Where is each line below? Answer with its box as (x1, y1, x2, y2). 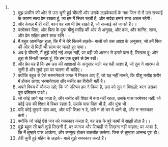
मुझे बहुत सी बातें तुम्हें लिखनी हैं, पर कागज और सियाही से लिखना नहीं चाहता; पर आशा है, (17, 124, 158, 130)
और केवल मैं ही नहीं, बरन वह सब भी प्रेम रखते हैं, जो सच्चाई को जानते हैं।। (17, 21, 137, 27)
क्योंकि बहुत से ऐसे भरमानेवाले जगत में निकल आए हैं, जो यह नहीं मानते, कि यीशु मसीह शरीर (17, 72, 161, 78)
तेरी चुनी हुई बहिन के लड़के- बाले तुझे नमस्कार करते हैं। (17, 135, 107, 141)
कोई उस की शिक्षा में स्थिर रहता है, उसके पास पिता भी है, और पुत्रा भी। (17, 101, 129, 107)
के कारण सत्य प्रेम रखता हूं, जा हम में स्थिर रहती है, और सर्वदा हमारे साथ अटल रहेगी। (17, 15, 153, 21)
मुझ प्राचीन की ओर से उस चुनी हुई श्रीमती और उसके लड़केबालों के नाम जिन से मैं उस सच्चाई (17, 10, 163, 16)
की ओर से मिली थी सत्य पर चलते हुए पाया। (17, 44, 87, 50)
